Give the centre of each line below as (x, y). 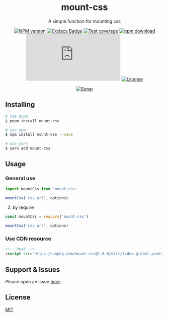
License (18, 298)
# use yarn (17, 144)
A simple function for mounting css (84, 21)
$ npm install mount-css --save (39, 135)
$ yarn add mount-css (28, 148)
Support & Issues (33, 269)
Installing (20, 105)
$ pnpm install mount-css (32, 121)
